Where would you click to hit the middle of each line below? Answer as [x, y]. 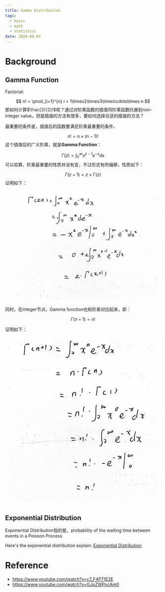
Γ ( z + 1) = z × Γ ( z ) [83, 175]
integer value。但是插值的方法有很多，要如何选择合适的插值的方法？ [75, 116]
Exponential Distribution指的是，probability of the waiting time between [78, 530]
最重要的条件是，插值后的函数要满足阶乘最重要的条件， [61, 126]
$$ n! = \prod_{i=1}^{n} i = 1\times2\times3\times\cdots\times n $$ [83, 101]
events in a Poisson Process [34, 536]
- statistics [23, 31]
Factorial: [15, 92]
